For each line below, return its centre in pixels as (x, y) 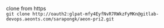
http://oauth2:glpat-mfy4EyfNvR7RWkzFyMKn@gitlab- (96, 14)
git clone (18, 14)
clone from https (26, 8)
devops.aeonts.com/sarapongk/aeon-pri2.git (60, 19)
